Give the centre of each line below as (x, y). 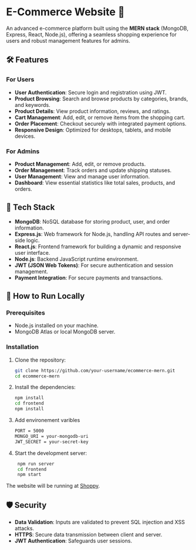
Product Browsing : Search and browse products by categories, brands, (101, 99)
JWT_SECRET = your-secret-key (52, 442)
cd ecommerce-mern (37, 376)
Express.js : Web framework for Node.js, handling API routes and (93, 234)
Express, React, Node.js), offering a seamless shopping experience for (92, 34)
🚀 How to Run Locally (45, 296)
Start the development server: (51, 453)
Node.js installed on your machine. (56, 326)
